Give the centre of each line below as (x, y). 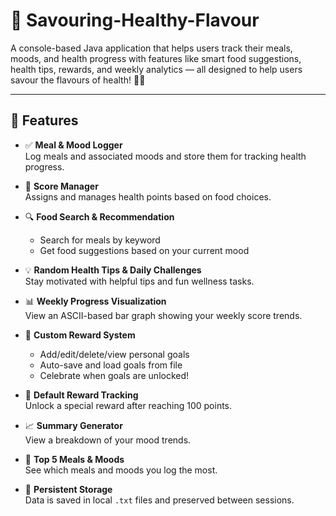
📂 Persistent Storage (68, 489)
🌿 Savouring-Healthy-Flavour (135, 20)
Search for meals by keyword (100, 240)
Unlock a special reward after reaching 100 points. (128, 405)
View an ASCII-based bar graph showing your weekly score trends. (163, 315)
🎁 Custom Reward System (80, 335)
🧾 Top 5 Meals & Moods (74, 459)
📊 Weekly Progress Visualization (95, 301)
